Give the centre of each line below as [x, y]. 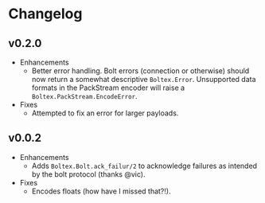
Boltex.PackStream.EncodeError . [84, 96]
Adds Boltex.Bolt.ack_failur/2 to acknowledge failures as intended [144, 166]
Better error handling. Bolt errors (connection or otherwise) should [140, 71]
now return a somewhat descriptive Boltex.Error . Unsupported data [144, 79]
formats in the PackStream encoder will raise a [108, 88]
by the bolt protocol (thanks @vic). [88, 174]
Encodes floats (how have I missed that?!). [101, 191]
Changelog [45, 14]
